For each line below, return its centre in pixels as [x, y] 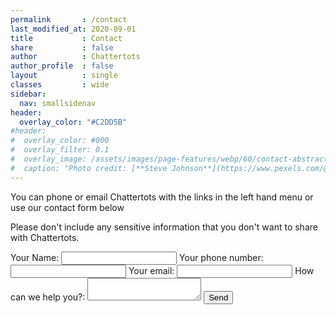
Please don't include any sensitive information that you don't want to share [164, 227]
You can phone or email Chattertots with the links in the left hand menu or [162, 197]
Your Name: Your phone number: [137, 257]
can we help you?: [48, 297]
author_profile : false [62, 66]
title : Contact [66, 38]
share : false [62, 47]
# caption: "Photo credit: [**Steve [89, 168]
